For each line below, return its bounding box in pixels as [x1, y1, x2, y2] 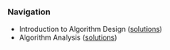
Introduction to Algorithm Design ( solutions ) [18, 25, 163, 34]
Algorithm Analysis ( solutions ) [18, 33, 118, 42]
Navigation [7, 6, 51, 17]
